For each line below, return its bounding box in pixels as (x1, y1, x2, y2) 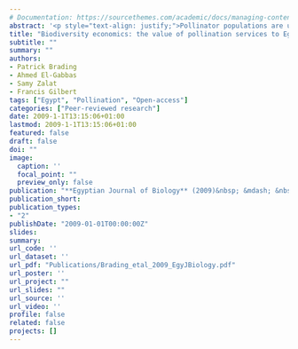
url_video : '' (9, 302, 62, 311)
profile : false (9, 310, 66, 320)
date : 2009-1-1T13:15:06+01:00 (9, 112, 125, 121)
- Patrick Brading (9, 63, 77, 72)
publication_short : (9, 194, 82, 204)
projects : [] (9, 327, 58, 336)
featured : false (9, 129, 69, 138)
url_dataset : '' (9, 252, 69, 262)
